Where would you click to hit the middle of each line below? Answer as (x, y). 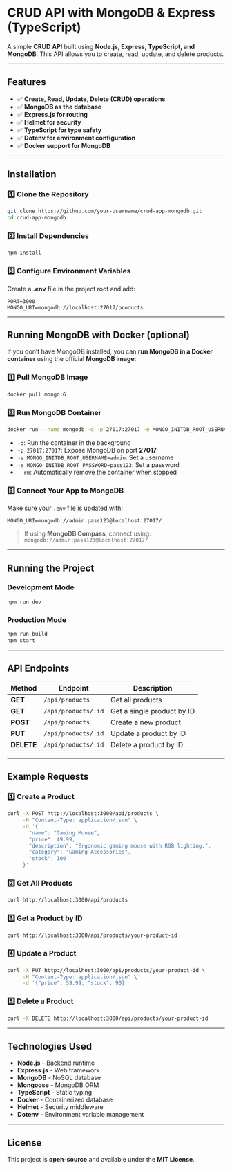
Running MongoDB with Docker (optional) (98, 335)
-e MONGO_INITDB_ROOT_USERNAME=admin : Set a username (95, 457)
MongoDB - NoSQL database (59, 1078)
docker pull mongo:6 (37, 394)
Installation (32, 174)
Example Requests (48, 776)
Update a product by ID (148, 733)
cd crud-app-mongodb (37, 218)
